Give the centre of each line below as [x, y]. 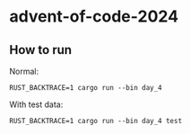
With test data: [36, 104]
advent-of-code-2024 [94, 17]
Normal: [24, 71]
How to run [41, 50]
